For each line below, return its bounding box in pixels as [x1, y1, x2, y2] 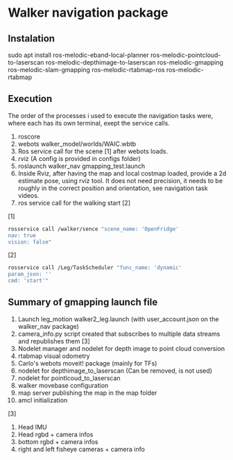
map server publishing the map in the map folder [17, 389, 157, 397]
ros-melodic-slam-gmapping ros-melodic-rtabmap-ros [8, 66, 165, 74]
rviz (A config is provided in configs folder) [17, 154, 141, 162]
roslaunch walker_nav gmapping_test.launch [17, 162, 145, 170]
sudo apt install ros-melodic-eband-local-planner [8, 51, 150, 59]
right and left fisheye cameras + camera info [17, 445, 145, 453]
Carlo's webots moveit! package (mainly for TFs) [17, 359, 157, 367]
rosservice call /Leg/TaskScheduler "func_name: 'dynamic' [8, 264, 182, 271]
